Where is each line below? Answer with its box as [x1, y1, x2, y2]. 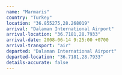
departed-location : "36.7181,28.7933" [6, 54, 103, 60]
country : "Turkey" [6, 15, 52, 21]
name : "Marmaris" [6, 8, 50, 15]
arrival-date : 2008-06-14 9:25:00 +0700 [6, 37, 109, 43]
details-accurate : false [6, 59, 69, 65]
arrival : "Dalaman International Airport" [6, 25, 114, 32]
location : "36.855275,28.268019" [6, 20, 90, 26]
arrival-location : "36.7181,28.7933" [6, 31, 101, 37]
